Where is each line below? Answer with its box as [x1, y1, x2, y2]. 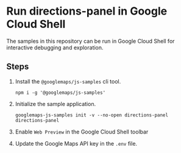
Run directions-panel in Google [6, 4, 168, 18]
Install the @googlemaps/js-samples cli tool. [15, 77, 121, 85]
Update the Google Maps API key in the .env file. [15, 140, 138, 147]
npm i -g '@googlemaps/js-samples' [15, 90, 106, 96]
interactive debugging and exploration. [6, 44, 104, 51]
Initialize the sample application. [15, 100, 96, 107]
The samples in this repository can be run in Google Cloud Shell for [6, 37, 175, 44]
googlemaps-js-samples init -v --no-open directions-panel [15, 112, 169, 118]
